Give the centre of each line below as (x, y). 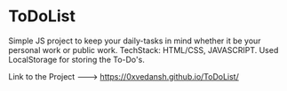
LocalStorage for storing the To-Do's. (77, 59)
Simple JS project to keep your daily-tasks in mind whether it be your (135, 41)
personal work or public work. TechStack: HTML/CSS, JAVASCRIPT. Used (143, 49)
